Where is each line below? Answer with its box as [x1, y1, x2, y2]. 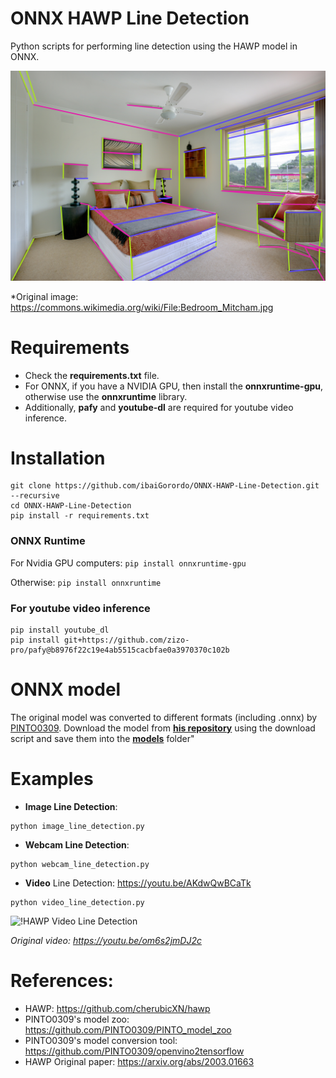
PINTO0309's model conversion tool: [24, 1034, 178, 1046]
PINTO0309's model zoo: [24, 1013, 130, 1025]
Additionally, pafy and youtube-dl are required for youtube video [24, 401, 294, 413]
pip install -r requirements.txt [10, 511, 150, 521]
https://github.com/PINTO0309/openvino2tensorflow [24, 1045, 245, 1057]
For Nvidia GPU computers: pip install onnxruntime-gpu [10, 557, 247, 569]
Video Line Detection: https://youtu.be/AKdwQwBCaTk [24, 877, 252, 889]
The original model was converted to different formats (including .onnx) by [10, 712, 318, 724]
